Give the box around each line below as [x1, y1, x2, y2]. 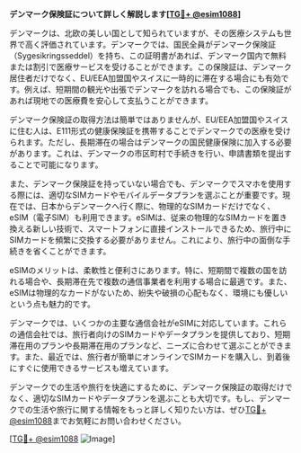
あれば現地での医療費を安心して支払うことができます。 [9, 95, 214, 106]
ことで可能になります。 [16, 159, 103, 170]
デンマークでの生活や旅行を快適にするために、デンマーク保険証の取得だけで [9, 382, 293, 392]
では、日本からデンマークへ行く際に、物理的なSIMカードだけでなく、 [16, 201, 276, 211]
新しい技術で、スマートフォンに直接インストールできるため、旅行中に [32, 224, 292, 234]
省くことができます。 [32, 246, 111, 256]
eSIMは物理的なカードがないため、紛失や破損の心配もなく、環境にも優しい [9, 288, 288, 298]
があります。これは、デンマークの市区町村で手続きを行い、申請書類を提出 [9, 148, 285, 158]
